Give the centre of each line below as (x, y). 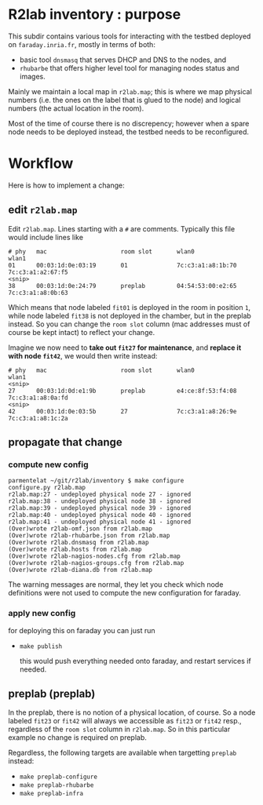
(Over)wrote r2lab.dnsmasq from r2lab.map (79, 543)
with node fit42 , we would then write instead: (83, 355)
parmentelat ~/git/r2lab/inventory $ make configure (96, 481)
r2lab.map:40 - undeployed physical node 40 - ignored (100, 515)
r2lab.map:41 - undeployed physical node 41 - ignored (100, 522)
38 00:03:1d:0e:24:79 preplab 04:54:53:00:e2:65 (122, 286)
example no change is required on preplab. (78, 738)
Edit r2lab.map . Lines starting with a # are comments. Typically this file (122, 228)
